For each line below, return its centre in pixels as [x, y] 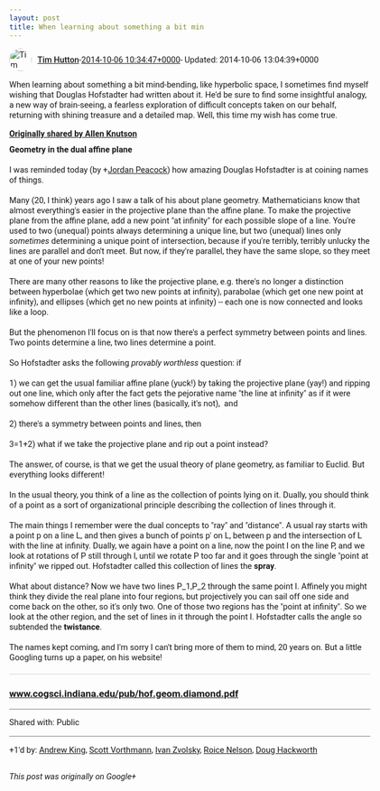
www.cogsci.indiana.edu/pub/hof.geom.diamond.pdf [124, 693]
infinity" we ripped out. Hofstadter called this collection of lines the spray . [143, 566]
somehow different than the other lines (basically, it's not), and [124, 403]
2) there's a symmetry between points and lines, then [106, 423]
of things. [27, 180]
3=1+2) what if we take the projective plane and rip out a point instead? [139, 444]
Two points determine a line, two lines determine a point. [113, 342]
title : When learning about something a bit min [107, 27]
